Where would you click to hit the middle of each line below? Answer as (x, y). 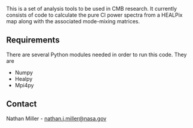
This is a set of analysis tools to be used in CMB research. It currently (92, 9)
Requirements (33, 40)
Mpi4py (24, 85)
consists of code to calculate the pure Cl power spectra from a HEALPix (94, 15)
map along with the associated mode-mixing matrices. (73, 21)
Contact (22, 104)
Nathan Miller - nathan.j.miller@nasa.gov (56, 118)
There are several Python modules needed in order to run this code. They (96, 54)
